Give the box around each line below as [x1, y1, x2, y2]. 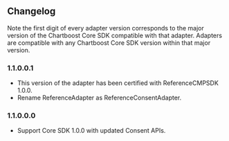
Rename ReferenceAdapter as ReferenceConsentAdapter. [17, 93, 182, 102]
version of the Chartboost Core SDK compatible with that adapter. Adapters [7, 31, 223, 39]
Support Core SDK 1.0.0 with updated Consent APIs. [17, 126, 166, 135]
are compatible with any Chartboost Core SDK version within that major [7, 38, 211, 47]
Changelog [7, 6, 56, 17]
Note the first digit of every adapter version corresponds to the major [7, 23, 204, 32]
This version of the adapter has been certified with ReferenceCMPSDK [17, 79, 219, 87]
